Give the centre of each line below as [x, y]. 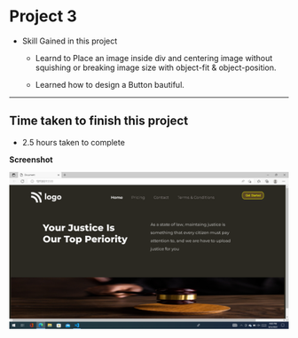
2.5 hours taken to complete [74, 142]
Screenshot [31, 159]
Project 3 [43, 16]
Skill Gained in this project [70, 41]
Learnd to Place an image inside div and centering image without [154, 58]
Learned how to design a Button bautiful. [110, 84]
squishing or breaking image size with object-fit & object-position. [156, 67]
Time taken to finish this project [99, 121]
